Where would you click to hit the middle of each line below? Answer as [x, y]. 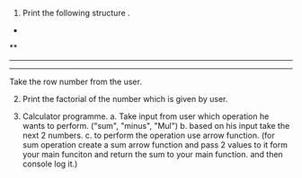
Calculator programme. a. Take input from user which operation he [146, 116]
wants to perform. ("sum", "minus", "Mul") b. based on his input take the [156, 126]
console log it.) [50, 164]
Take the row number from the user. [75, 81]
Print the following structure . [76, 13]
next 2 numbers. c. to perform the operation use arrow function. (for [149, 135]
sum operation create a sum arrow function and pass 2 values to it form [155, 145]
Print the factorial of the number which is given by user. [125, 99]
